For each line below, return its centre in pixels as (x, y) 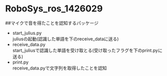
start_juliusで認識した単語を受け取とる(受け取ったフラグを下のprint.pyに (88, 50)
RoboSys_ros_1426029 (54, 9)
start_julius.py (27, 33)
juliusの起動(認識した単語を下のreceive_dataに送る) (65, 39)
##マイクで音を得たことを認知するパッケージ (52, 23)
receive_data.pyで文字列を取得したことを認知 (59, 68)
